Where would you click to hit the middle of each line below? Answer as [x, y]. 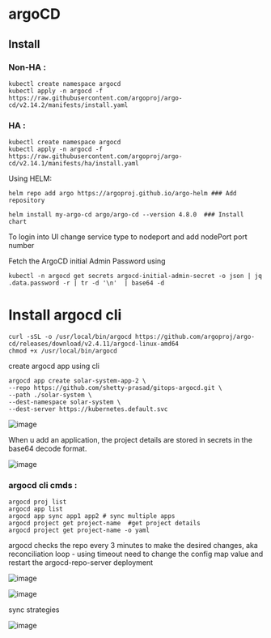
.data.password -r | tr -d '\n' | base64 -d [86, 283]
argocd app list [36, 509]
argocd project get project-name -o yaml [79, 531]
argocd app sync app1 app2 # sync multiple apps [92, 516]
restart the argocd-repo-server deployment [81, 563]
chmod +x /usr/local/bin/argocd [63, 351]
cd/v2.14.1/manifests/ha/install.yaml [74, 164]
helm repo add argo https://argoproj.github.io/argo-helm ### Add [123, 194]
